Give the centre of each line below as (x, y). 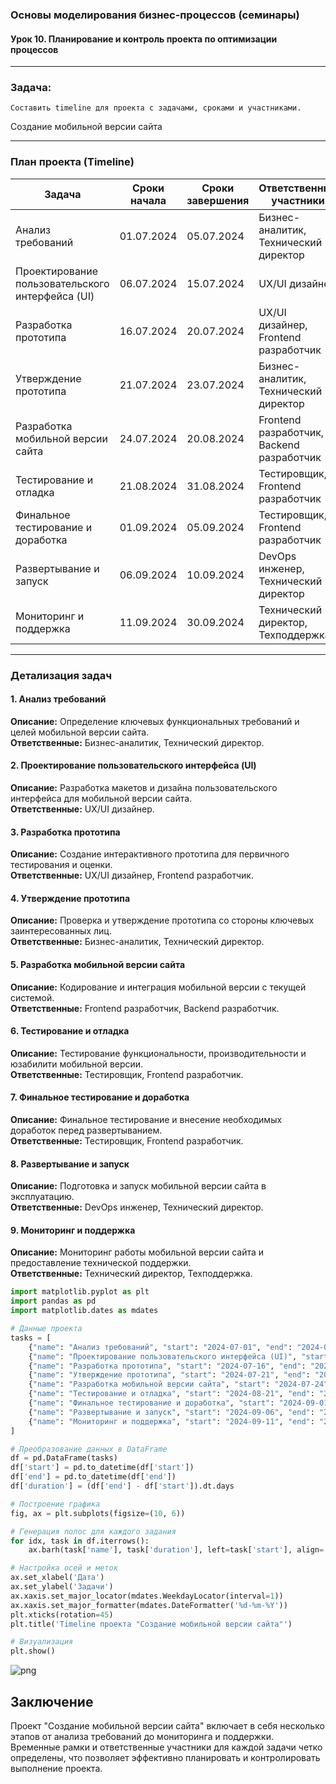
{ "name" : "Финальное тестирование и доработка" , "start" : (151, 1403)
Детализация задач (61, 675)
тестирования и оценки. (61, 865)
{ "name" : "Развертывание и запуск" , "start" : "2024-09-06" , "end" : (171, 1412)
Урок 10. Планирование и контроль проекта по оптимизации (144, 39)
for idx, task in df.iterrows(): (80, 1541)
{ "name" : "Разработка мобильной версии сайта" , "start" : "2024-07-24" (178, 1384)
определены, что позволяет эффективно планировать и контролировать (165, 1758)
